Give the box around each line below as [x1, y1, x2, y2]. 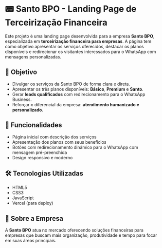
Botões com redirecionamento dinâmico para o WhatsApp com [12, 144, 139, 150]
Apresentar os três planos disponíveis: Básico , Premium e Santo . [12, 86, 144, 92]
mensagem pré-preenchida [12, 149, 67, 155]
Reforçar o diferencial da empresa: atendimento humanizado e [12, 101, 140, 107]
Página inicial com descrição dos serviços [12, 134, 97, 140]
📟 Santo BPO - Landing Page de [5, 3, 137, 15]
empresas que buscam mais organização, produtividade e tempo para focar [5, 232, 157, 238]
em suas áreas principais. [5, 238, 57, 244]
